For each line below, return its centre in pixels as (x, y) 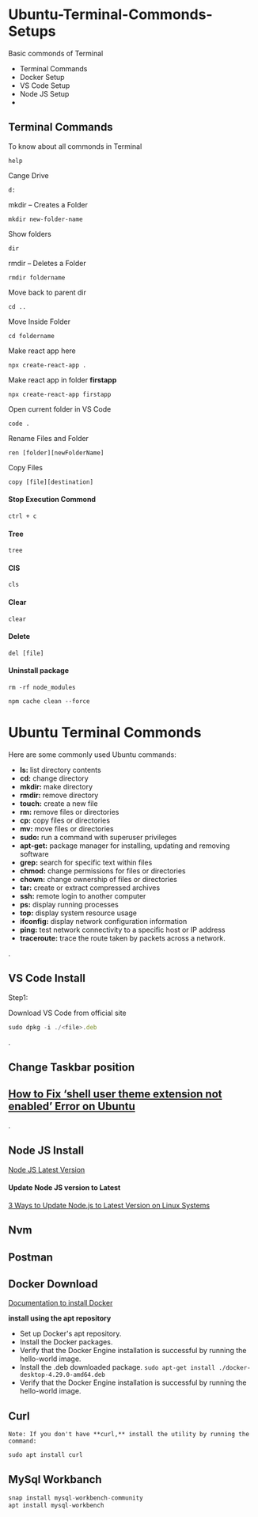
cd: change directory (54, 778)
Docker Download (53, 1284)
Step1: (18, 997)
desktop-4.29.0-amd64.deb (62, 1375)
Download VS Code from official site (67, 1013)
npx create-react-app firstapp (60, 394)
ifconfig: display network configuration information (103, 921)
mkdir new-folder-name (46, 219)
